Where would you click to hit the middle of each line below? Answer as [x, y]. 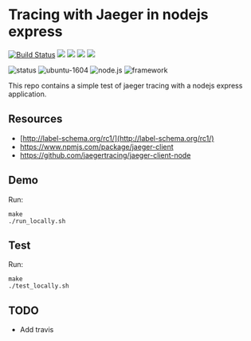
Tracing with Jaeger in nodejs [108, 15]
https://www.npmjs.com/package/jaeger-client [96, 147]
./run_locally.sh [37, 221]
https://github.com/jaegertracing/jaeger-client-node [105, 155]
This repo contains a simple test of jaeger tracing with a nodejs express [125, 85]
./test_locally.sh [39, 286]
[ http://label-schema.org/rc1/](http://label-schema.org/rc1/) [117, 138]
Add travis [37, 330]
